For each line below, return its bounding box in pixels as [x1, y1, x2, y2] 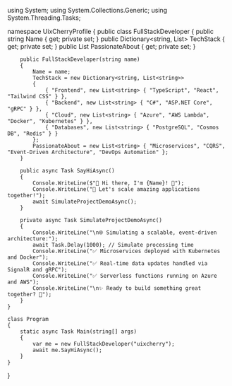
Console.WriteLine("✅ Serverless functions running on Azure [32, 272, 217, 279]
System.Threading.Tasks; [7, 13, 81, 22]
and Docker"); [7, 254, 49, 261]
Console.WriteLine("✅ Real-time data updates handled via [32, 260, 208, 267]
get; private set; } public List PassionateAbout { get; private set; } [7, 42, 196, 50]
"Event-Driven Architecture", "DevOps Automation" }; [7, 148, 169, 156]
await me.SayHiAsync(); [32, 346, 102, 353]
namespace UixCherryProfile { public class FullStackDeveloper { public [7, 28, 214, 35]
